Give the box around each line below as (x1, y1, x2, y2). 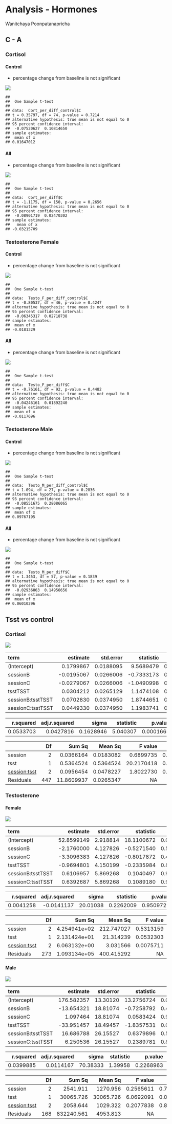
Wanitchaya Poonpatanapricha (5, 21, 70, 27)
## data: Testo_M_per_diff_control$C (5, 483, 88, 488)
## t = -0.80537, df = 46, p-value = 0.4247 (5, 300, 102, 305)
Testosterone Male (5, 426, 53, 433)
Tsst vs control (5, 615, 54, 624)
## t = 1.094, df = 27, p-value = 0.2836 (5, 487, 95, 493)
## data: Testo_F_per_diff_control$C (5, 296, 88, 301)
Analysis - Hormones (5, 4, 97, 15)
